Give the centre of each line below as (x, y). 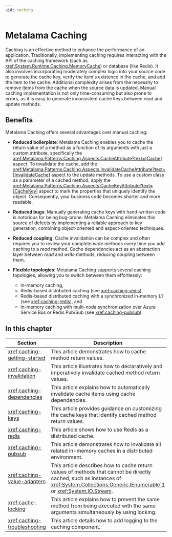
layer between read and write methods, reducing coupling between (84, 254)
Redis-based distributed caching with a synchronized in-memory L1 (92, 296)
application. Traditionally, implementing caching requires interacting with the (86, 55)
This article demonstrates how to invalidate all (106, 444)
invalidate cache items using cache (93, 394)
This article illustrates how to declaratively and (107, 367)
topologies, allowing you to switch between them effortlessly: (77, 275)
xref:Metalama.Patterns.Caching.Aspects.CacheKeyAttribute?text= (83, 186)
